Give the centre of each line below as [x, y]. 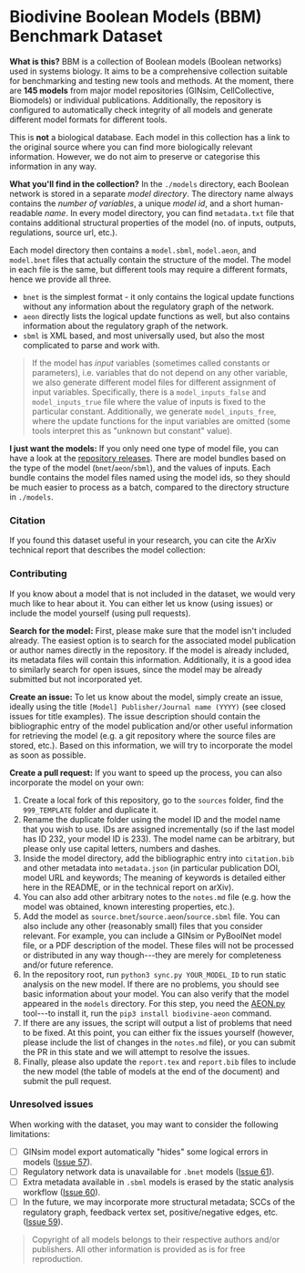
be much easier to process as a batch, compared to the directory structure [149, 487]
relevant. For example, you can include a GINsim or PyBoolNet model [152, 936]
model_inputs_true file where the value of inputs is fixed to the [148, 401]
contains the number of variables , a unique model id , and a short [131, 203]
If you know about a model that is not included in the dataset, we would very [152, 594]
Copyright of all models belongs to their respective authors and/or [156, 1240]
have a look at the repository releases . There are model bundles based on [148, 458]
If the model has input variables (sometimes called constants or [151, 363]
